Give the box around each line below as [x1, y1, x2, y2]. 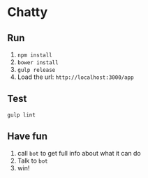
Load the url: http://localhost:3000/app [17, 73, 134, 81]
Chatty [7, 4, 48, 20]
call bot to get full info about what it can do [17, 149, 141, 157]
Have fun [7, 131, 47, 142]
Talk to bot [17, 156, 48, 165]
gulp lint [7, 111, 36, 119]
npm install [17, 52, 52, 59]
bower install [17, 59, 59, 66]
